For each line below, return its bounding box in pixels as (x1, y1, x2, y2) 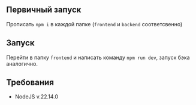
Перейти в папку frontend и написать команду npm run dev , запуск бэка (6, 54, 190, 61)
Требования (6, 78, 54, 88)
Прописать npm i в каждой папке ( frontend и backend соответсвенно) (6, 20, 183, 27)
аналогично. (6, 60, 38, 67)
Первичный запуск (6, 5, 82, 15)
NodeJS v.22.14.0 (14, 93, 59, 100)
